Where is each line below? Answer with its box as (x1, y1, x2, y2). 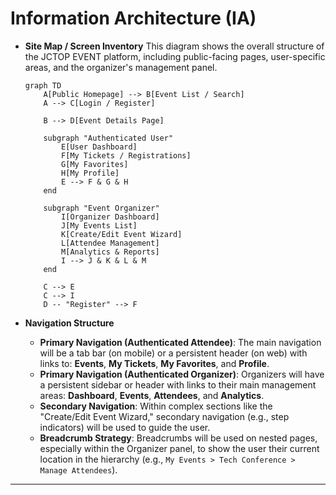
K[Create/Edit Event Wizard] (61, 229, 183, 239)
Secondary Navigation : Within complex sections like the (39, 400, 273, 412)
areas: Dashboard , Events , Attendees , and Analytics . (39, 389, 265, 401)
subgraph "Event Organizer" (43, 203, 160, 213)
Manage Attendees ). (39, 463, 118, 476)
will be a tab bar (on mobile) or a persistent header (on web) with (39, 347, 308, 359)
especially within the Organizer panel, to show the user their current (39, 442, 320, 454)
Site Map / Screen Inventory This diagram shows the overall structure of (24, 40, 325, 52)
